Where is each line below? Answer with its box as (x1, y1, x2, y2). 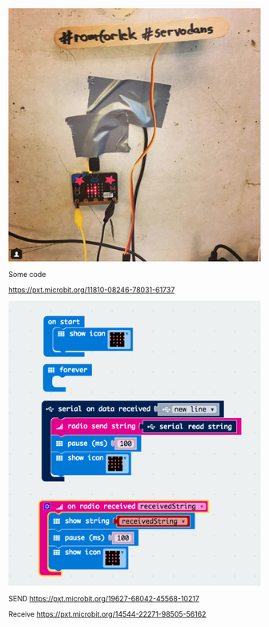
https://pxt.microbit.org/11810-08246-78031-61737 (8, 284, 175, 295)
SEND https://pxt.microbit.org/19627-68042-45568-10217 (8, 593, 200, 603)
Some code (8, 269, 46, 279)
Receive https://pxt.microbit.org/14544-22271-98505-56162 (8, 609, 207, 619)
